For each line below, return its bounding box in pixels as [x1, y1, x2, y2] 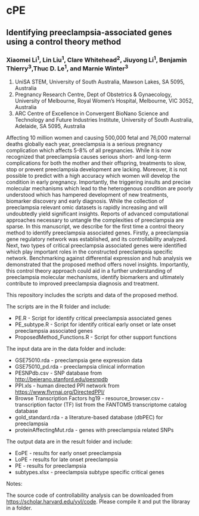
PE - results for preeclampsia [14, 462, 86, 469]
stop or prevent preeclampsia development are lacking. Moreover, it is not [6, 165, 188, 173]
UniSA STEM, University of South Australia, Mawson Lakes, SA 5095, [14, 78, 185, 85]
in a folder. [6, 504, 33, 511]
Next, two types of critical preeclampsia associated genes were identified [6, 242, 187, 249]
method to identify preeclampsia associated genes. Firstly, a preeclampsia [6, 229, 189, 236]
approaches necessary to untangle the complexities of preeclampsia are [6, 216, 184, 224]
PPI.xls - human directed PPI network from [14, 382, 120, 389]
